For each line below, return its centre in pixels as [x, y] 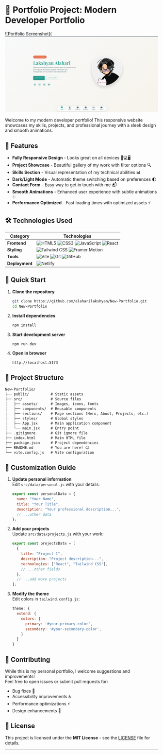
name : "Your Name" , [36, 499]
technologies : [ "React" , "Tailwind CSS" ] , [65, 564]
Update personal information [42, 479]
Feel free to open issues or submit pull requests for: [57, 681]
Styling [15, 250]
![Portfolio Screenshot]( [28, 34]
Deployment [20, 263]
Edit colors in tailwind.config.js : [46, 599]
